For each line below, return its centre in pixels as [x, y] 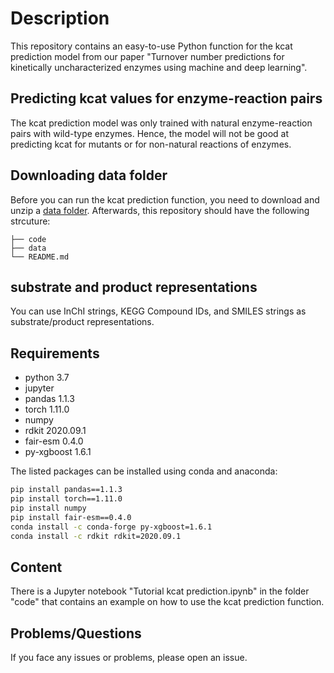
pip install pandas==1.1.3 [66, 490]
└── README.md [40, 257]
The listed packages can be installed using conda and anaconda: [144, 471]
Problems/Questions [76, 633]
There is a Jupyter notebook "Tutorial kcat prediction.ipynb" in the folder [160, 591]
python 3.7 [47, 378]
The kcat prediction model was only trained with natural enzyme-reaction [161, 123]
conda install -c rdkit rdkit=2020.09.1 [96, 536]
